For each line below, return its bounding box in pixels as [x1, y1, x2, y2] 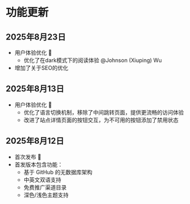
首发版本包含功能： [14, 161, 63, 168]
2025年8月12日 [5, 136, 65, 146]
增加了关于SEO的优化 [14, 65, 68, 71]
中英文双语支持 [23, 176, 62, 183]
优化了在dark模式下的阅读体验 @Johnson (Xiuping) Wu [23, 57, 162, 64]
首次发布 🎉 [14, 153, 41, 160]
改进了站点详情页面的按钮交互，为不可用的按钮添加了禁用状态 [23, 116, 179, 124]
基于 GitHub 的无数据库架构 [23, 168, 93, 175]
